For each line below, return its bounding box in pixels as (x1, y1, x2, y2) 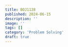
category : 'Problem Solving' (5, 30, 64, 35)
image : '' (5, 21, 25, 26)
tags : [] (5, 25, 23, 30)
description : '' (5, 16, 38, 21)
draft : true (5, 35, 29, 40)
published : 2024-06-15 (5, 12, 51, 17)
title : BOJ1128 (5, 7, 36, 12)
